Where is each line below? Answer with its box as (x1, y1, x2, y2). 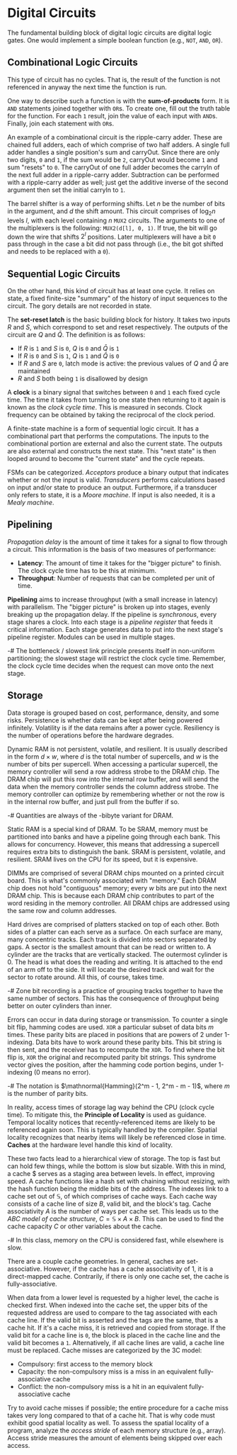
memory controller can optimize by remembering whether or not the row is (7, 790, 225, 798)
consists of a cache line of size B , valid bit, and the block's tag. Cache (7, 1199, 212, 1208)
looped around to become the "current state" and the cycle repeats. (7, 455, 205, 463)
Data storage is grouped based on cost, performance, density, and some (7, 708, 219, 717)
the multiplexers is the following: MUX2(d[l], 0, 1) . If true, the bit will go (7, 223, 218, 232)
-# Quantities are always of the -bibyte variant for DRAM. (7, 811, 174, 820)
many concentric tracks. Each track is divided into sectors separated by (7, 935, 217, 944)
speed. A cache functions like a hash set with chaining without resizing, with (7, 1177, 230, 1185)
